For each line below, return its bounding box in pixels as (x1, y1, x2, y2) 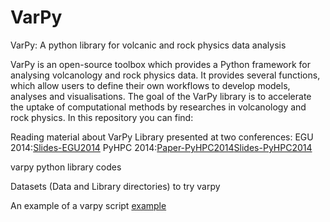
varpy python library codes (10, 161, 122, 173)
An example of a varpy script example (10, 199, 167, 211)
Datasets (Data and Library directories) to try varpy (10, 180, 221, 192)
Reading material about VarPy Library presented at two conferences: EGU (10, 131, 314, 143)
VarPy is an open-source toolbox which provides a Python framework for (10, 58, 312, 70)
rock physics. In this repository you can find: (10, 111, 194, 123)
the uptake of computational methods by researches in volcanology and (10, 101, 307, 113)
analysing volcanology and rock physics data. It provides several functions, (10, 69, 321, 81)
